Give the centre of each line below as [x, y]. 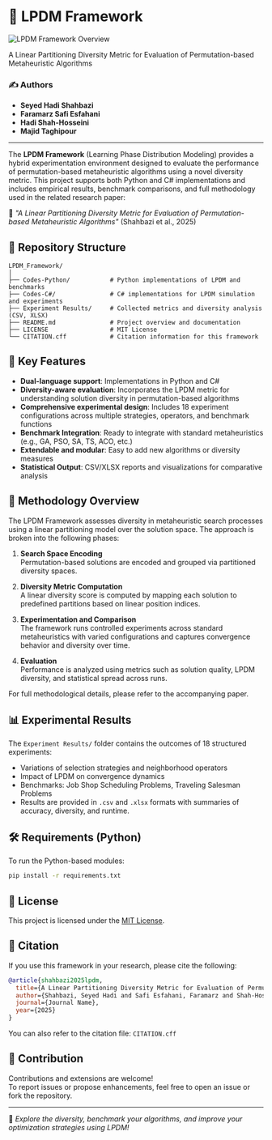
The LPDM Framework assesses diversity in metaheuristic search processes [136, 521]
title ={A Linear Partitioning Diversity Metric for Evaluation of [130, 988]
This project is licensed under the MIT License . [87, 920]
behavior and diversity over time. [75, 645]
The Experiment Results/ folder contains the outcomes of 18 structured [127, 743]
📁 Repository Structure [67, 247]
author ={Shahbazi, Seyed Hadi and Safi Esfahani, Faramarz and [124, 995]
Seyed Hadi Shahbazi [57, 105]
